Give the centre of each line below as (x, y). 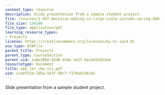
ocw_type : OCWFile (24, 46)
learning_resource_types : (31, 32)
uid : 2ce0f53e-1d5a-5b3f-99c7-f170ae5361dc (50, 73)
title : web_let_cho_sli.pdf (34, 69)
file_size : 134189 (24, 23)
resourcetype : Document (29, 64)
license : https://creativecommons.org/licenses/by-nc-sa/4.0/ (70, 42)
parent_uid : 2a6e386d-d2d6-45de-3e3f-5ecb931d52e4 (58, 60)
